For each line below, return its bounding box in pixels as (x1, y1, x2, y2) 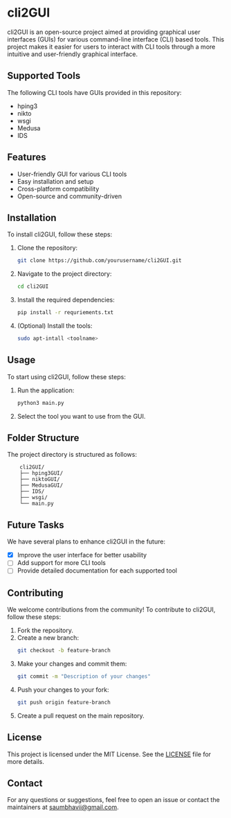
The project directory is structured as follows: (7, 451, 137, 459)
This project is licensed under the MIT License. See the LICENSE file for (7, 750, 212, 758)
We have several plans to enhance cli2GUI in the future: (7, 537, 166, 546)
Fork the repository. (17, 626, 74, 635)
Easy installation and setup (17, 177, 94, 185)
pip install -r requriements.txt (17, 309, 114, 316)
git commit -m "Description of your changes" (17, 673, 151, 680)
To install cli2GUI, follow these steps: (7, 230, 113, 238)
